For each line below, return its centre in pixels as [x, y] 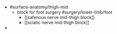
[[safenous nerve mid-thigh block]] [59, 17]
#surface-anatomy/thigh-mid [39, 7]
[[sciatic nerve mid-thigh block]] [57, 22]
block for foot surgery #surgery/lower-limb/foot [65, 12]
